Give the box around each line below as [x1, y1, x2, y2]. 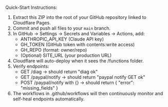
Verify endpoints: [12, 63, 50, 69]
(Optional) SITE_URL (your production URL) [20, 52, 112, 58]
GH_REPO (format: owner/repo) [20, 47, 87, 53]
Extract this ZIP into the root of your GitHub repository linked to [12, 14, 146, 20]
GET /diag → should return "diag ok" [20, 69, 98, 75]
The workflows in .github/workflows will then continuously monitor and [12, 91, 163, 96]
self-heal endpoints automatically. [12, 96, 85, 102]
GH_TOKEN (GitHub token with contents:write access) [20, 41, 135, 48]
